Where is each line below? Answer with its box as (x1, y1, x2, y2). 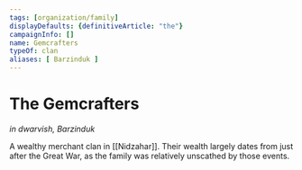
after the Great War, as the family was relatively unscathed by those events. (9, 150, 290, 161)
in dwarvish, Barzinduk (9, 123, 96, 134)
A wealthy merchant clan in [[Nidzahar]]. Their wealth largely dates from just (9, 140, 294, 151)
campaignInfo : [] (9, 30, 75, 39)
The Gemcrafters (9, 94, 140, 114)
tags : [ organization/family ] (9, 13, 119, 22)
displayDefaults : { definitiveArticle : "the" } (9, 22, 183, 31)
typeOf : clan (9, 47, 59, 56)
